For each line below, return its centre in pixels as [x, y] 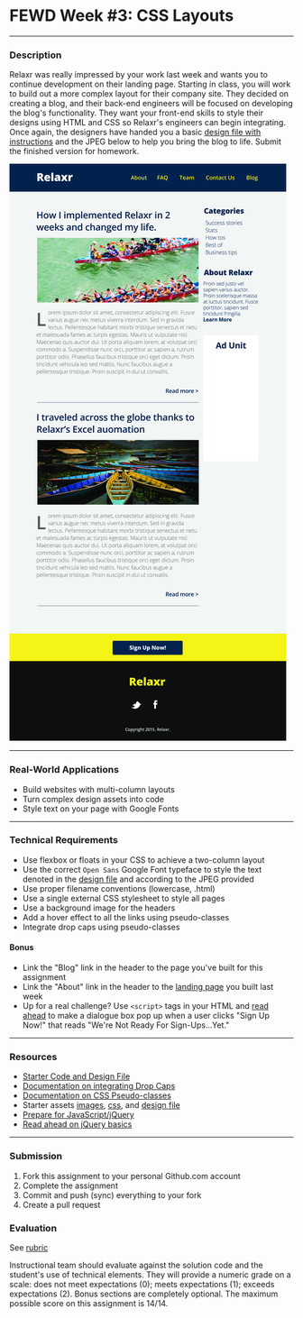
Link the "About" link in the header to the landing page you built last [147, 987]
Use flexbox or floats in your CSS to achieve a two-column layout [143, 860]
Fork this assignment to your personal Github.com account [131, 1176]
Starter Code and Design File [76, 1076]
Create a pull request [61, 1204]
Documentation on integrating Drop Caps [99, 1086]
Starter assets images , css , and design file [101, 1105]
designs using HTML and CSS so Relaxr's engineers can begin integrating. [148, 123]
